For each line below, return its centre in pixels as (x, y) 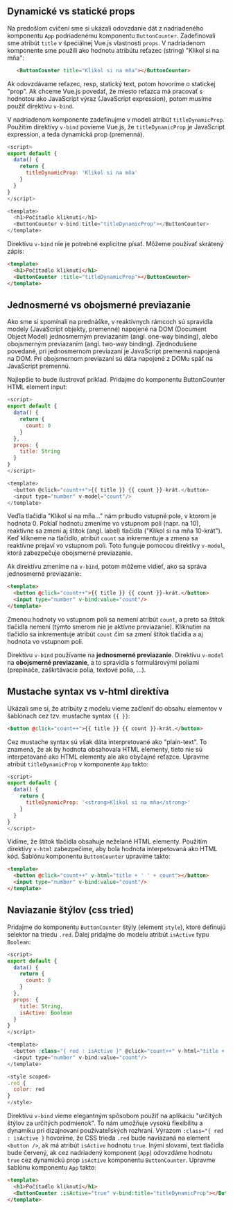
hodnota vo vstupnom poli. (45, 641)
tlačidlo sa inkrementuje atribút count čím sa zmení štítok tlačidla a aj (105, 634)
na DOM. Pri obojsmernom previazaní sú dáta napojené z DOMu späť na (110, 359)
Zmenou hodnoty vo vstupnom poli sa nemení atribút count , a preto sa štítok (116, 619)
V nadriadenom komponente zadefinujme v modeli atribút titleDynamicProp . (116, 119)
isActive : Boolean (46, 1013)
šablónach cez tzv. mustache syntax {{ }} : (69, 716)
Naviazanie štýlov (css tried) (70, 910)
